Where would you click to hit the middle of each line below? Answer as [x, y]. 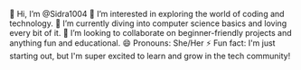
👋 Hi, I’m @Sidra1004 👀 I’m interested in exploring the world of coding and [147, 14]
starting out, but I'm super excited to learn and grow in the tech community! [150, 56]
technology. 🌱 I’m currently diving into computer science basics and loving [148, 23]
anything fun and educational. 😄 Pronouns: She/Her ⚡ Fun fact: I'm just [142, 43]
